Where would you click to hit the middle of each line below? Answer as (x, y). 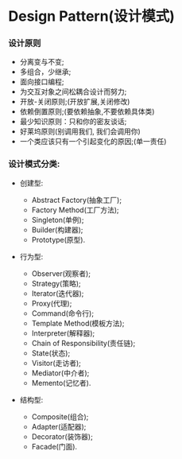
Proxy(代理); (52, 303)
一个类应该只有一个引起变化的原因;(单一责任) (93, 142)
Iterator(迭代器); (58, 293)
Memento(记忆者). (61, 383)
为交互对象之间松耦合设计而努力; (73, 91)
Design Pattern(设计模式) (91, 16)
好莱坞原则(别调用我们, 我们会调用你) (80, 131)
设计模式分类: (34, 164)
